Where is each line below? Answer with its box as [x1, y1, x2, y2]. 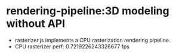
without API [6, 17, 66, 30]
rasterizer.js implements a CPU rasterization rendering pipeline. [14, 36, 171, 43]
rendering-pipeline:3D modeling [6, 4, 169, 18]
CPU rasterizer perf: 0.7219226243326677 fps [14, 43, 130, 50]
